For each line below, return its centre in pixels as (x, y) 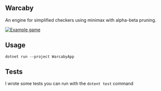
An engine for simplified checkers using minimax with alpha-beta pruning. (81, 20)
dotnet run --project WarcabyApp (40, 56)
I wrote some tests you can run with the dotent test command (69, 84)
